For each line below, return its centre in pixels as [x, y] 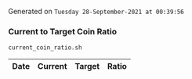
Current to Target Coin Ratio [63, 31]
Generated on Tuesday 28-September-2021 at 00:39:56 [96, 11]
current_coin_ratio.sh [45, 48]
